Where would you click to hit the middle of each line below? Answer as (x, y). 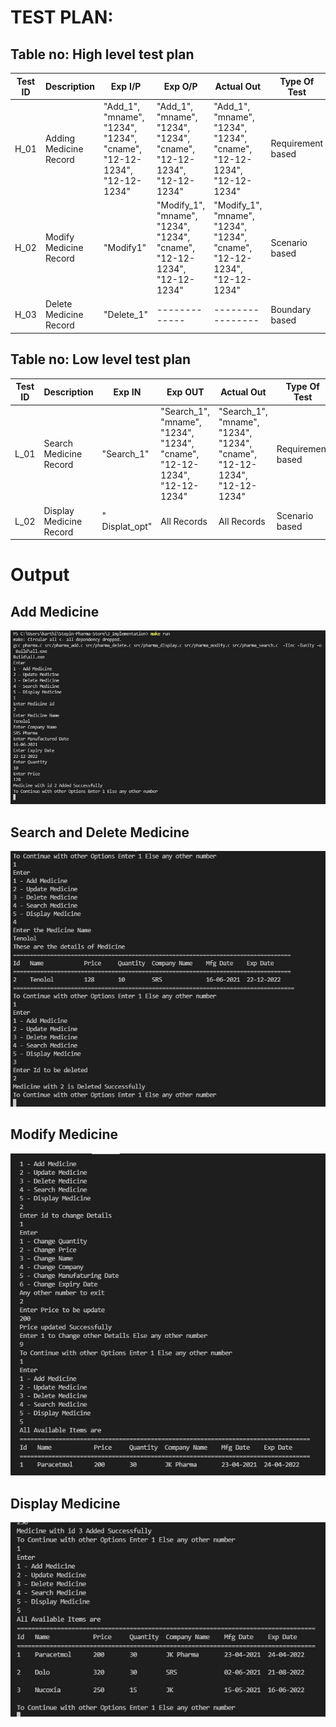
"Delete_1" (126, 315)
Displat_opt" (127, 527)
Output (40, 575)
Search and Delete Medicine (100, 832)
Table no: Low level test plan (101, 359)
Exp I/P (126, 86)
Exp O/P (180, 86)
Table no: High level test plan (102, 54)
